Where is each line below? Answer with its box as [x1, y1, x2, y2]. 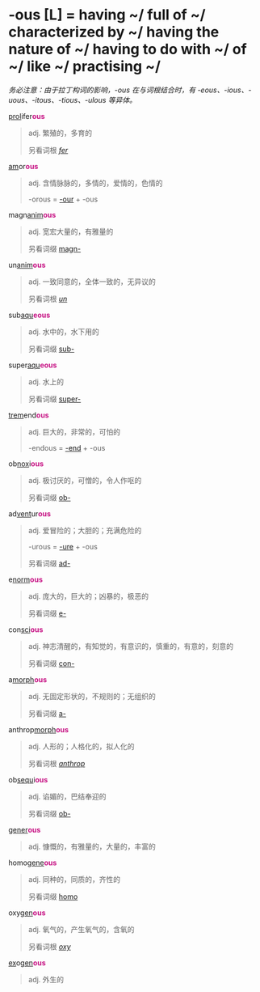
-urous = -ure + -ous [27, 541, 99, 551]
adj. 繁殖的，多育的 [27, 128, 93, 138]
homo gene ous [8, 858, 57, 867]
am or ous [8, 161, 39, 171]
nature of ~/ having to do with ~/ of [8, 40, 248, 58]
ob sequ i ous [8, 774, 48, 784]
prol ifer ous [8, 111, 46, 121]
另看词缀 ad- [27, 558, 71, 568]
